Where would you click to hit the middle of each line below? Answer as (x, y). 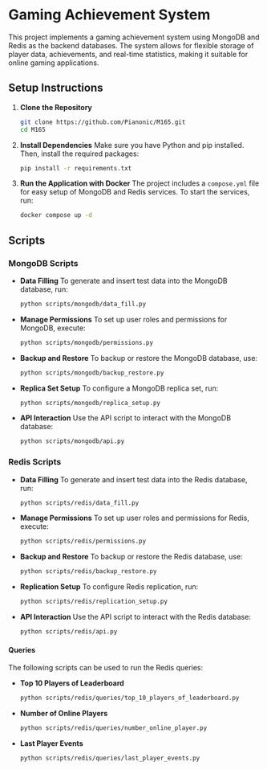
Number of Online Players (64, 714)
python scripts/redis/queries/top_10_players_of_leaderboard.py (129, 698)
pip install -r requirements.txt (76, 168)
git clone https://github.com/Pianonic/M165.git (103, 122)
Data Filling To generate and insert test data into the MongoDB (123, 281)
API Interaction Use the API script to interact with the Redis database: (135, 617)
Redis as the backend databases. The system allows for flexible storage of (131, 45)
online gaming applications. (54, 63)
